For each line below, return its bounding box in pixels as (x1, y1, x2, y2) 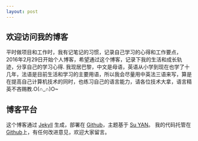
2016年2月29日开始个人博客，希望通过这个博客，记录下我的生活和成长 (6, 56, 177, 63)
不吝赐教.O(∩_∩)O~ (11, 86, 59, 93)
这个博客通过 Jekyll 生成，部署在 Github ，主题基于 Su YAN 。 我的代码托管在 (6, 122, 192, 129)
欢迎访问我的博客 (6, 32, 68, 42)
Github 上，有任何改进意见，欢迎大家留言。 (6, 129, 110, 136)
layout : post (6, 8, 38, 15)
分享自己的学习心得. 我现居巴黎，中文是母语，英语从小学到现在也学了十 (16, 63, 190, 71)
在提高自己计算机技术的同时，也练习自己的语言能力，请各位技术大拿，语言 (6, 78, 187, 86)
